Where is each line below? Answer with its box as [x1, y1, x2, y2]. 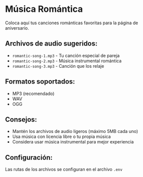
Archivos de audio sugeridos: [5, 40, 98, 48]
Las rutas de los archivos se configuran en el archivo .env [5, 167, 123, 173]
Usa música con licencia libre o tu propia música [12, 133, 111, 139]
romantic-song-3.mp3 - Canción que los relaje [12, 63, 105, 69]
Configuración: [5, 153, 53, 162]
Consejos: [5, 115, 37, 124]
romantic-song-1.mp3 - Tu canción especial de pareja [12, 52, 120, 58]
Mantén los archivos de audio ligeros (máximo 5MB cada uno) [12, 129, 138, 134]
